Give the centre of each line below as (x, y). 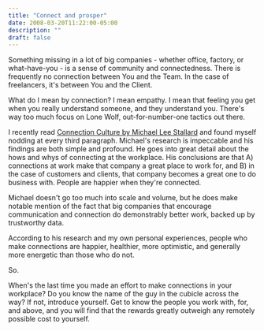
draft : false (30, 37)
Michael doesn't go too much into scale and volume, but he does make (123, 198)
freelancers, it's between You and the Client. (80, 85)
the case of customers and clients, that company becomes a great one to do (132, 174)
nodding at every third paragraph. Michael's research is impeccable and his (131, 141)
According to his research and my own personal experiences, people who (128, 238)
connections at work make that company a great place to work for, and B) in (131, 165)
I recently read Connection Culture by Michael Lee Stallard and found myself (132, 132)
